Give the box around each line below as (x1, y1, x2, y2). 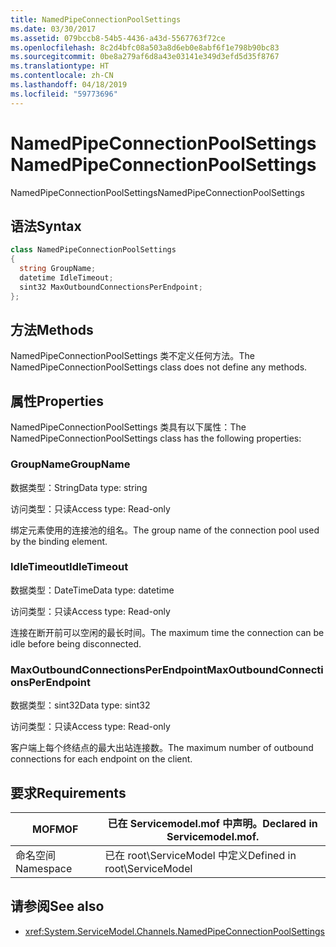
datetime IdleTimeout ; (19, 273, 114, 283)
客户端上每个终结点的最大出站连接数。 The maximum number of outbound (10, 742, 314, 754)
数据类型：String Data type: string (10, 481, 148, 493)
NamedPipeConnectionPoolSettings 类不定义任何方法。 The (10, 350, 255, 362)
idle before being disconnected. (10, 637, 142, 650)
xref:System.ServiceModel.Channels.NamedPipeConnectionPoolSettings (24, 925, 325, 937)
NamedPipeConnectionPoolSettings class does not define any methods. (10, 361, 308, 373)
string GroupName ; (19, 264, 97, 274)
